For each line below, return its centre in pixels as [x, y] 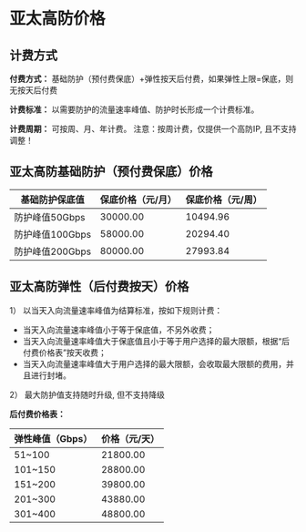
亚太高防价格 [58, 19]
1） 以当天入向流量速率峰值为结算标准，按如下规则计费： [116, 310]
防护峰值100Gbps [53, 234]
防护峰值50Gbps [50, 217]
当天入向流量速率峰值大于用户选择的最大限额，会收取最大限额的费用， [154, 363]
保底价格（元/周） [224, 199]
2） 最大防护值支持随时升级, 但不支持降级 [87, 394]
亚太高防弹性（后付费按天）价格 [99, 286]
